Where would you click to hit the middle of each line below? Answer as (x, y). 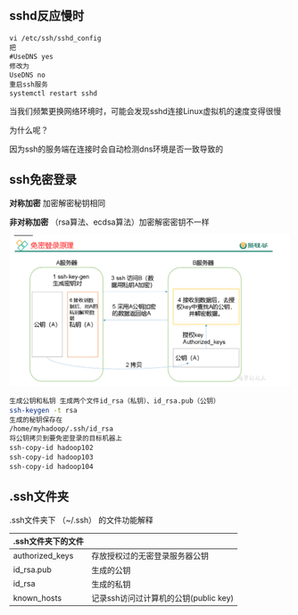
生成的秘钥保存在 (36, 420)
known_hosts (37, 598)
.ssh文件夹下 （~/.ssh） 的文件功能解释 (81, 520)
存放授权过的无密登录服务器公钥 (150, 556)
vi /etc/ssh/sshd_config (55, 38)
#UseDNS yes (31, 56)
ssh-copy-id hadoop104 (51, 466)
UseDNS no (28, 75)
